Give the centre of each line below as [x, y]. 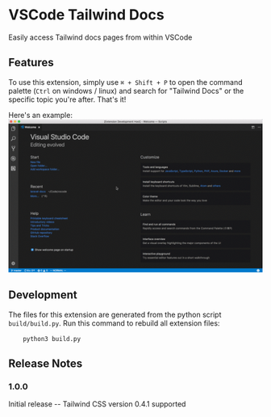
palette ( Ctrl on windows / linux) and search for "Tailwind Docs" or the [126, 91]
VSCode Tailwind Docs [86, 15]
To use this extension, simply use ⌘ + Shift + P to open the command [126, 82]
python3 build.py [52, 339]
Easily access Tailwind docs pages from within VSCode [100, 37]
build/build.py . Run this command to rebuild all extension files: [114, 323]
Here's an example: [40, 115]
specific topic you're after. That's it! [67, 99]
